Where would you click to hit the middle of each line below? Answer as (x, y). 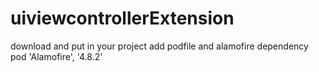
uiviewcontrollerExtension (122, 18)
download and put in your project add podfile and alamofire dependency (159, 46)
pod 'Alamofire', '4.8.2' (56, 56)
